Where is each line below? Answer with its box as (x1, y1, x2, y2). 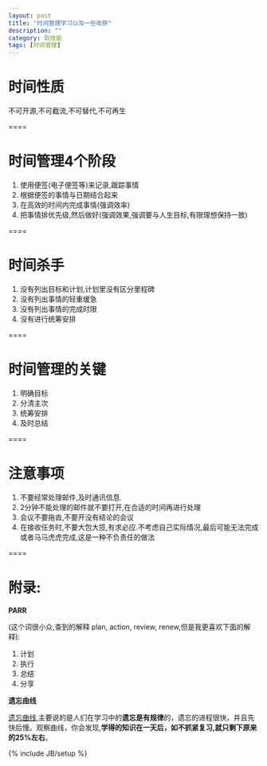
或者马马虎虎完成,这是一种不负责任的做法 (19, 532, 155, 542)
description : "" (8, 26, 62, 34)
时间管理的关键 (8, 360, 107, 379)
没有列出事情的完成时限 (19, 304, 97, 313)
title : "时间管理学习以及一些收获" (8, 19, 112, 27)
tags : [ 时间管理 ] (8, 41, 61, 49)
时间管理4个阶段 (8, 152, 116, 171)
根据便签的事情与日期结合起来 (19, 191, 118, 199)
